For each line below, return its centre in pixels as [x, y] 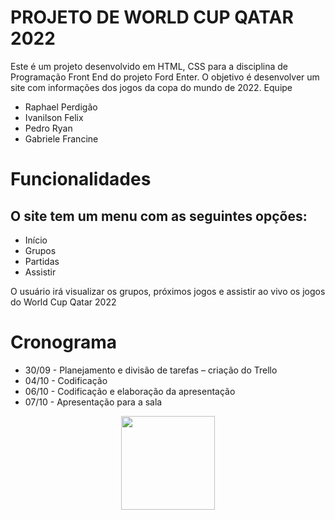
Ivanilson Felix [54, 117]
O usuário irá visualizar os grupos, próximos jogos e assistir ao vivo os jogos [168, 291]
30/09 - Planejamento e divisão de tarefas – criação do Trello [151, 370]
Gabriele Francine [61, 138]
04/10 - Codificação [66, 380]
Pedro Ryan [48, 128]
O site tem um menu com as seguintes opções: [159, 216]
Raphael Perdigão [61, 107]
